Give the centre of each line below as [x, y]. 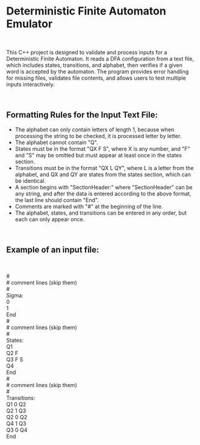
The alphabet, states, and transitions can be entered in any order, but [101, 213]
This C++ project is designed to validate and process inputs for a [87, 52]
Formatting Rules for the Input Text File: [82, 115]
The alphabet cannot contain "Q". [56, 142]
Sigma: [15, 295]
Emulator [30, 24]
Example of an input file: [53, 250]
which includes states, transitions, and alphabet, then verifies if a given [94, 65]
